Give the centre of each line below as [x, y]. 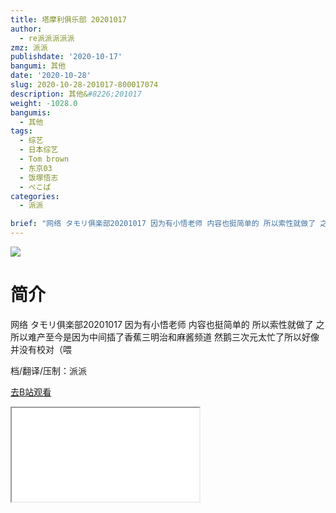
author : [26, 29]
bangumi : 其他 [38, 66]
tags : [21, 131]
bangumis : [31, 112]
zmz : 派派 [29, 47]
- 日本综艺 [39, 150]
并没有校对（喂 [41, 349]
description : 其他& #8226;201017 [76, 94]
